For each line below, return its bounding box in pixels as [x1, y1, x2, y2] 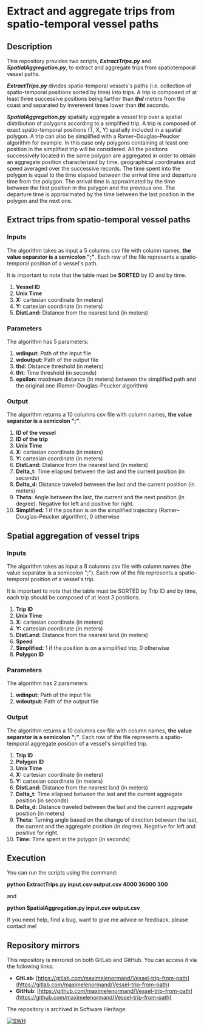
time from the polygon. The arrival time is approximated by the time [7, 178, 175, 185]
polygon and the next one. [7, 197, 73, 204]
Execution [7, 853, 46, 863]
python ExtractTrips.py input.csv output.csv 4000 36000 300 [7, 881, 168, 888]
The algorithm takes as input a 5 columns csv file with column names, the [7, 247, 191, 254]
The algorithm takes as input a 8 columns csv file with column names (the [7, 562, 191, 570]
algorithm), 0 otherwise [61, 513, 120, 520]
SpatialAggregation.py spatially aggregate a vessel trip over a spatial [7, 114, 182, 120]
